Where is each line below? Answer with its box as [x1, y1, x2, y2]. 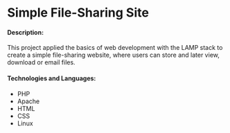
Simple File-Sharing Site [7, 5, 149, 21]
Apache [17, 97, 40, 105]
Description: [7, 28, 44, 36]
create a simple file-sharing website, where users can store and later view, [7, 51, 220, 60]
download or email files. [7, 58, 76, 66]
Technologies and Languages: [7, 74, 96, 82]
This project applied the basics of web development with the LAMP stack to [7, 44, 223, 52]
